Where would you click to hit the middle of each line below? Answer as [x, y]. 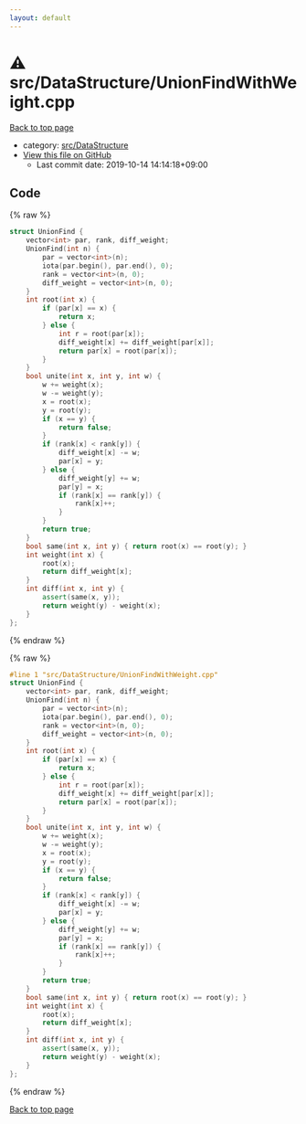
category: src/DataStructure [75, 145]
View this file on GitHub [67, 154]
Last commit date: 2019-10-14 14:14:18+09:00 [122, 164]
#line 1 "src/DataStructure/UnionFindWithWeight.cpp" [114, 674]
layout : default [40, 18]
